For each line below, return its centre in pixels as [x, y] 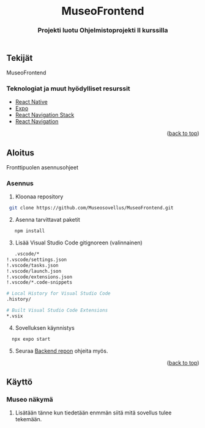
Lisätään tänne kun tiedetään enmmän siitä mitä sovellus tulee [93, 413]
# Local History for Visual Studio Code [59, 294]
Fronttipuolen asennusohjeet [42, 168]
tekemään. [28, 419]
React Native [31, 102]
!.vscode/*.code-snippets [39, 282]
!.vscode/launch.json [34, 271]
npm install [30, 231]
